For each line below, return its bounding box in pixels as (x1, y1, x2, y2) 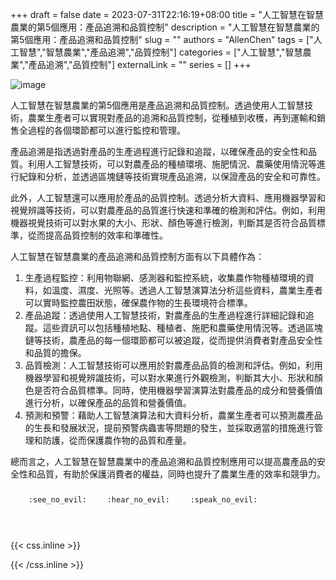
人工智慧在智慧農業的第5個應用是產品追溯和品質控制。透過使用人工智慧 (10, 99, 305, 111)
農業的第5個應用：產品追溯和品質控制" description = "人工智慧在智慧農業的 (10, 21, 320, 33)
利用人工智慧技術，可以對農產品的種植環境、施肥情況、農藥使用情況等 (27, 158, 317, 170)
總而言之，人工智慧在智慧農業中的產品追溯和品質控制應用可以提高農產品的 (10, 456, 317, 467)
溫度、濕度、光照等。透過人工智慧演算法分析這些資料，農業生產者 (51, 284, 323, 296)
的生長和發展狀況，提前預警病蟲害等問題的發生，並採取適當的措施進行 (24, 422, 315, 433)
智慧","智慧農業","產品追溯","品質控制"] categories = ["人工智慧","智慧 (18, 46, 303, 58)
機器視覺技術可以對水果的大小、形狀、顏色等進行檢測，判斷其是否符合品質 (10, 217, 317, 228)
